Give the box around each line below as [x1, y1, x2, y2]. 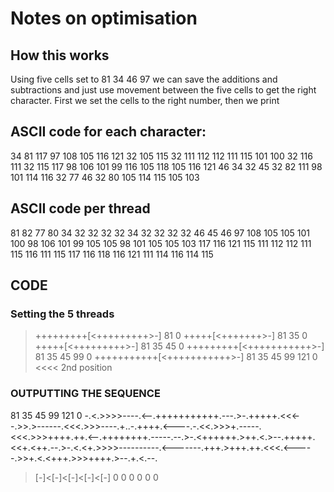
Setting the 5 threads [10, 307, 115, 321]
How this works [10, 47, 110, 64]
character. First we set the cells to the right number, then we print [10, 95, 280, 106]
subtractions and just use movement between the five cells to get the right [10, 84, 317, 96]
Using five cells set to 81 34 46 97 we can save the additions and [10, 73, 278, 85]
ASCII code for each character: [10, 123, 207, 141]
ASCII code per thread [10, 200, 151, 217]
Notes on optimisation [10, 7, 198, 30]
